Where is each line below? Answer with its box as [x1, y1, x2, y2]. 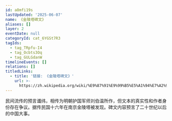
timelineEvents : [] [5, 59, 47, 65]
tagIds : [5, 41, 22, 46]
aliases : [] [5, 21, 31, 27]
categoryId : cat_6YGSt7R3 [5, 36, 60, 41]
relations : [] [5, 64, 36, 69]
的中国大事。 [5, 110, 32, 116]
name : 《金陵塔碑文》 [5, 17, 46, 22]
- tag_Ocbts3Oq [10, 50, 42, 55]
